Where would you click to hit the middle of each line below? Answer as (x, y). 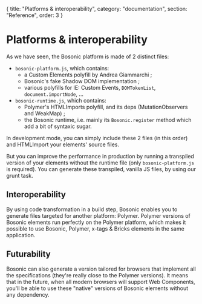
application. (21, 235)
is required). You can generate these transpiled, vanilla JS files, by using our (101, 169)
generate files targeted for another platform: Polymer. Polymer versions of (98, 215)
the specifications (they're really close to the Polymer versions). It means (97, 275)
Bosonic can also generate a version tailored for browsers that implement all (101, 269)
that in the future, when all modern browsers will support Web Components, (101, 282)
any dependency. (28, 294)
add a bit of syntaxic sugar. (58, 126)
